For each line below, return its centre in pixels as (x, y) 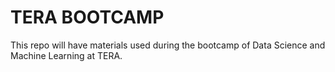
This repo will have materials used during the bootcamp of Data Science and (168, 45)
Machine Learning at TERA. (66, 55)
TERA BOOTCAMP (87, 17)
